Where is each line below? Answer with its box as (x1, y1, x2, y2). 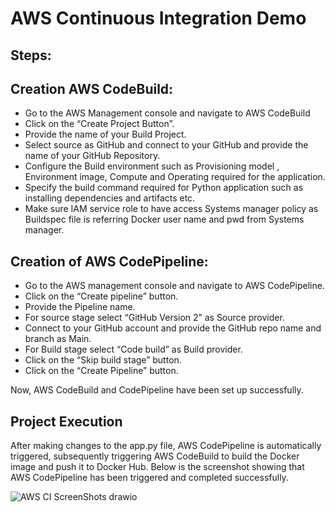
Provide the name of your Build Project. (24, 128, 187, 141)
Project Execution (10, 413, 123, 430)
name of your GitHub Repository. (24, 150, 161, 162)
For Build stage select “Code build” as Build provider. (24, 343, 243, 356)
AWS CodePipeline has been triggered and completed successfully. (10, 472, 289, 484)
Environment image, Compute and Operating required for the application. (24, 171, 326, 183)
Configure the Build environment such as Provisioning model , (24, 160, 280, 172)
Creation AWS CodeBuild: (10, 80, 174, 97)
